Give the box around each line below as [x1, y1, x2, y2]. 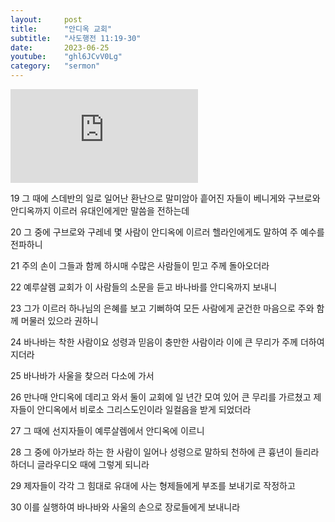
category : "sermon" [10, 61, 101, 71]
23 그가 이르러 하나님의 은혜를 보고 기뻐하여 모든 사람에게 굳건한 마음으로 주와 [10, 302, 315, 314]
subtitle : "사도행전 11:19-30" [10, 33, 142, 43]
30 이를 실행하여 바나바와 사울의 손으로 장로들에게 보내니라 [10, 501, 241, 513]
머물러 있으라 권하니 [20, 315, 99, 326]
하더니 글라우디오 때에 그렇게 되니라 [10, 459, 150, 470]
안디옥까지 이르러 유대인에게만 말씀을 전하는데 [10, 205, 190, 216]
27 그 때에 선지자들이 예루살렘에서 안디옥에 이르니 [10, 425, 205, 436]
